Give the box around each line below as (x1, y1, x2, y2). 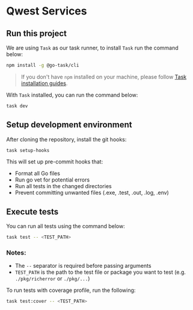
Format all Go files (14, 170, 60, 177)
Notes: (6, 248, 26, 257)
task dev (6, 103, 28, 109)
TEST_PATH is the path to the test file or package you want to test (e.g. (14, 268, 186, 276)
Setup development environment (6, 119, 132, 130)
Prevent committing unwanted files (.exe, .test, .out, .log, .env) (14, 189, 170, 197)
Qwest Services (6, 4, 87, 18)
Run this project (6, 28, 67, 39)
